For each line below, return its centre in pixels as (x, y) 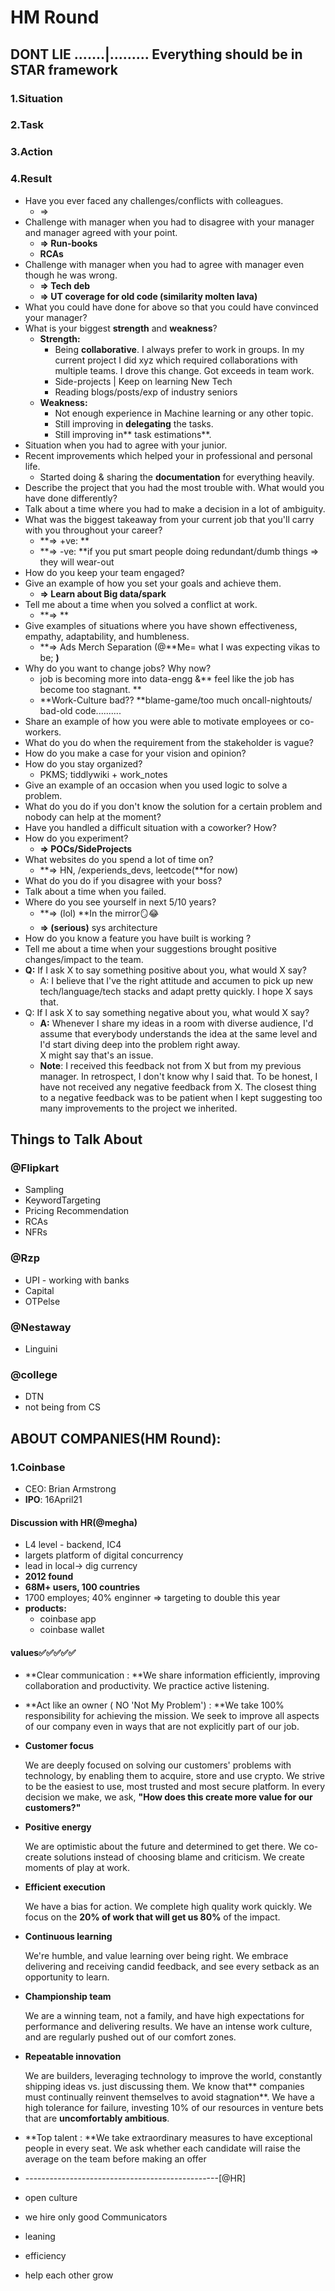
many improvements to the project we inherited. (138, 1108)
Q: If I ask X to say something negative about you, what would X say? (167, 1012)
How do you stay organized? (83, 763)
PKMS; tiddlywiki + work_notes (103, 774)
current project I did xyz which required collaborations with (176, 360)
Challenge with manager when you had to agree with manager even (164, 264)
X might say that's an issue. (96, 1055)
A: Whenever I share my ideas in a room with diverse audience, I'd (176, 1023)
